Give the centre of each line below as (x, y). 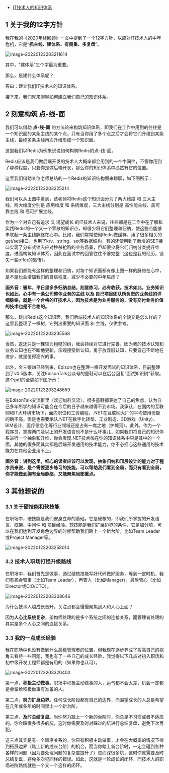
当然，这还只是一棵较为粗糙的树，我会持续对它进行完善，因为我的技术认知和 (84, 343)
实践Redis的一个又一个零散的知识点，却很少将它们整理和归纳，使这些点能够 (84, 228)
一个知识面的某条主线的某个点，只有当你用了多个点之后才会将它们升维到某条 (84, 133)
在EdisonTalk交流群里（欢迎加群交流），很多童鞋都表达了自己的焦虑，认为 (81, 400)
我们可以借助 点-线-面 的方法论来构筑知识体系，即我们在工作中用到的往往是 (83, 127)
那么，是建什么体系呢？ (29, 75)
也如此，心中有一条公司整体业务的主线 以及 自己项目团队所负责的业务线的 (81, 294)
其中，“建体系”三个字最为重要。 (38, 64)
